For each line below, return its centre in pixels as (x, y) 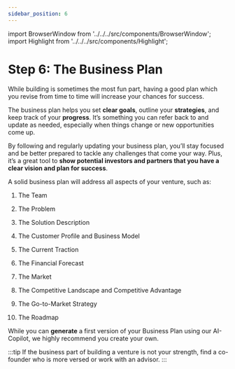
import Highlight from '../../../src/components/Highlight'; (88, 41)
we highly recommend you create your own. (95, 338)
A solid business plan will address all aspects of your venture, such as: (110, 181)
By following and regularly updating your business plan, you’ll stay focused (116, 146)
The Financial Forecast (51, 263)
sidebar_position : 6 (38, 14)
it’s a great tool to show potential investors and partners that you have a (114, 160)
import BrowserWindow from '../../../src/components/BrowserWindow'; (110, 34)
